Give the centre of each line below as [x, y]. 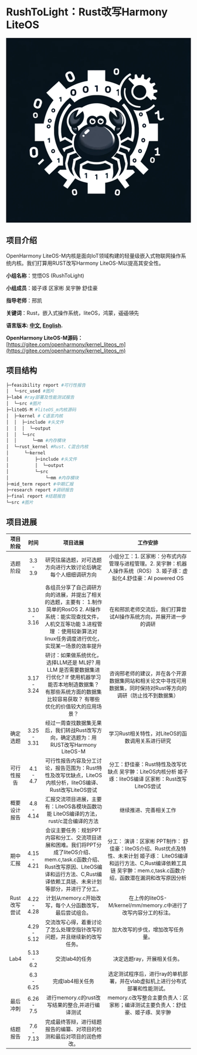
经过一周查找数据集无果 [73, 723]
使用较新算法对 [79, 631]
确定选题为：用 [79, 738]
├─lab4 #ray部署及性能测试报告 [40, 397]
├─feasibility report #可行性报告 [46, 385]
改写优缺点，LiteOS [79, 775]
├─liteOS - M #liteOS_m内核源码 [41, 410]
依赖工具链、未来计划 [76, 882]
